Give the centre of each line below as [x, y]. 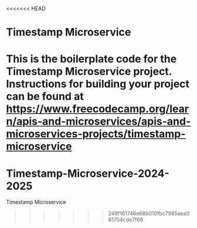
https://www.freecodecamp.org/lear [98, 109]
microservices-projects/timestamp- [96, 134]
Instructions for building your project [98, 84]
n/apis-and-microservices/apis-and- [98, 121]
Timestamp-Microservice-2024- [88, 173]
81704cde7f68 [126, 220]
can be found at [45, 97]
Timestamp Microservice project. [89, 71]
